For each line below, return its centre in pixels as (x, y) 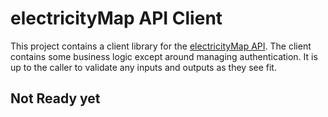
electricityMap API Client (116, 18)
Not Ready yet (55, 98)
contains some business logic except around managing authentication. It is (164, 56)
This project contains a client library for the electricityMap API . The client (161, 46)
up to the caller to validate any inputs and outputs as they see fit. (143, 67)
